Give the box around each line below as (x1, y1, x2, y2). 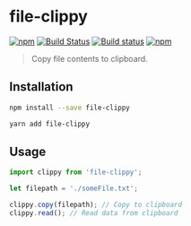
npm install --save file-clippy (9, 103, 130, 112)
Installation (9, 79, 74, 95)
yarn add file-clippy (9, 119, 91, 128)
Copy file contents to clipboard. (30, 53, 148, 64)
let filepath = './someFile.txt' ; (9, 184, 139, 194)
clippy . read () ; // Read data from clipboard (9, 208, 178, 217)
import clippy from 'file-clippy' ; (9, 168, 143, 177)
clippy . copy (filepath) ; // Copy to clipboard (9, 200, 182, 210)
